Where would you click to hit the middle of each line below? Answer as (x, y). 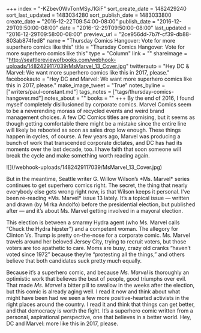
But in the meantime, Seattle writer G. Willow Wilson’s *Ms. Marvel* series (98, 179)
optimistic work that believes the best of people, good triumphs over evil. (97, 279)
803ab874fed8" (26, 41)
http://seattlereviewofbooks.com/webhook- (62, 60)
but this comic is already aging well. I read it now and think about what (93, 292)
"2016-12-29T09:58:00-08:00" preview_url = (62, 34)
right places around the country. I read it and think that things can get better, (100, 304)
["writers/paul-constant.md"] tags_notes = (59, 92)
